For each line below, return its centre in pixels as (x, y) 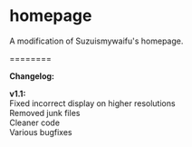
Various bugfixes (41, 132)
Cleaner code (35, 122)
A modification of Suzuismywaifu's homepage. (96, 41)
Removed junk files (45, 113)
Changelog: (32, 76)
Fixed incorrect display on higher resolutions (92, 103)
